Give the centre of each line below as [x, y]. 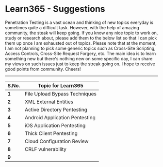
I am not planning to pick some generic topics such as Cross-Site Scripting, [81, 48]
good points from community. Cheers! [43, 69]
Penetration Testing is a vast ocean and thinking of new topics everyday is [79, 22]
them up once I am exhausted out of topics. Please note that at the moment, [81, 43]
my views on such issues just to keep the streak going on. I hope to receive [80, 64]
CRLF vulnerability [46, 149]
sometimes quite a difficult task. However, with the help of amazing [72, 27]
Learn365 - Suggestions [55, 9]
